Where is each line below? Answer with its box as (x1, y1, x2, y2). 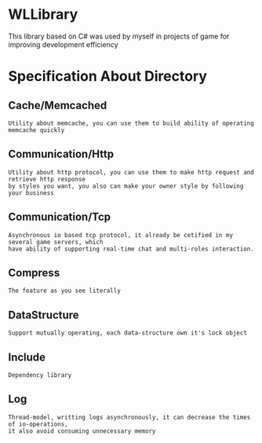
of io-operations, (8, 420, 68, 428)
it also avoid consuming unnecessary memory (8, 427, 156, 435)
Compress (8, 265, 60, 280)
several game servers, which (8, 238, 104, 246)
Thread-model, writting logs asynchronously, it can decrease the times (8, 413, 251, 421)
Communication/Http (8, 148, 115, 161)
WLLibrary (8, 5, 78, 24)
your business (8, 189, 55, 197)
